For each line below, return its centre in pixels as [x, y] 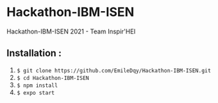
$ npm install [37, 85]
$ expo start [36, 93]
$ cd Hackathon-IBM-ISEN [53, 78]
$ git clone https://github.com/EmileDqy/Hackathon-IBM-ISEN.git [114, 70]
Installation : [34, 53]
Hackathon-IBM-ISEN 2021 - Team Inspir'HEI [71, 31]
